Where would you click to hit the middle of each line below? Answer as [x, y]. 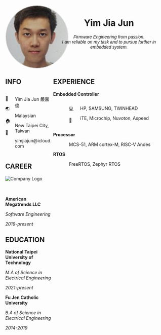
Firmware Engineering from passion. [109, 37]
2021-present [19, 288]
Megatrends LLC [23, 204]
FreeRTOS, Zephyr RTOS [95, 164]
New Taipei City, [32, 125]
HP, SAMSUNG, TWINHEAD [109, 108]
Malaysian [26, 116]
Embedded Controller [76, 94]
